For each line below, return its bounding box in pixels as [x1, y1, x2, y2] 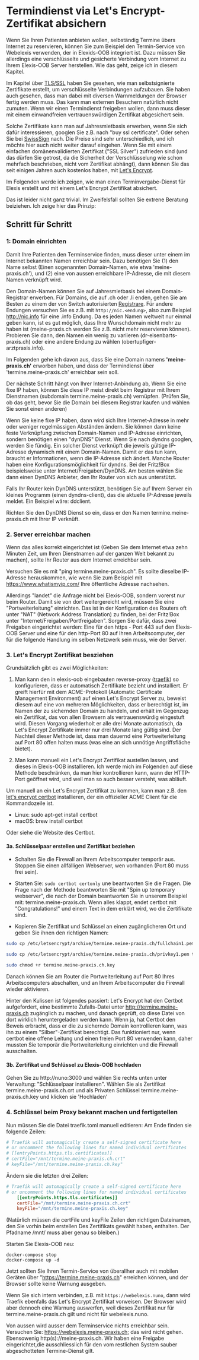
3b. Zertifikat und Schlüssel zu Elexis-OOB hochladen [6, 1061, 142, 1068]
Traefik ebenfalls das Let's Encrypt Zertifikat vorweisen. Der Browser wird [6, 1298, 187, 1305]
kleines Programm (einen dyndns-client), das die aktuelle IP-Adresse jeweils [6, 491, 192, 498]
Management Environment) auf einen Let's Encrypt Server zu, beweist [14, 695, 187, 702]
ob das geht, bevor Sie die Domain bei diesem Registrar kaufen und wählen [6, 399, 190, 406]
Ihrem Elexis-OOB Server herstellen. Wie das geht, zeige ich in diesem [6, 61, 178, 69]
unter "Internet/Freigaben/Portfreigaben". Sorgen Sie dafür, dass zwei [6, 617, 176, 624]
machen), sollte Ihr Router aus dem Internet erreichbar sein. [6, 556, 152, 563]
